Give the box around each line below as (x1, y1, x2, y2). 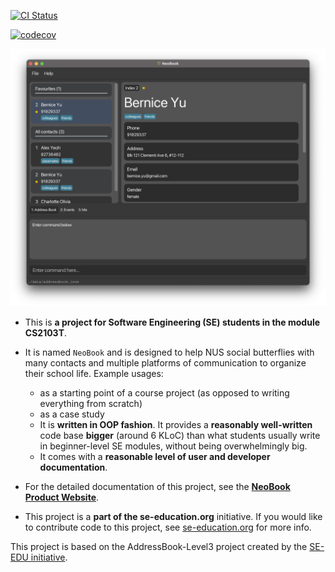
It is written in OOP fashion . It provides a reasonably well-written (39, 419, 313, 431)
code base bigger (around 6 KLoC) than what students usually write (39, 430, 321, 442)
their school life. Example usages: (24, 368, 164, 380)
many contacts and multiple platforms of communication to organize (24, 357, 307, 369)
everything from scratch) (39, 398, 143, 410)
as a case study (39, 408, 105, 420)
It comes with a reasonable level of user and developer (39, 451, 271, 463)
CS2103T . (24, 327, 68, 339)
